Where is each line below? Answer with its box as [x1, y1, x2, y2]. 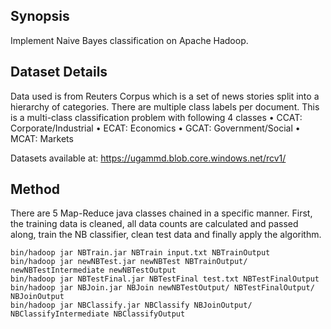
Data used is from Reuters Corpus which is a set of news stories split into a [10, 90, 320, 102]
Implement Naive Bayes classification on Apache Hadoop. [10, 34, 249, 46]
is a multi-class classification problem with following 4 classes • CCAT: [10, 111, 303, 123]
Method [10, 181, 61, 198]
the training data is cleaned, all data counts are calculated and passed [10, 218, 299, 230]
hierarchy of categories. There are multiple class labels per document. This [10, 100, 320, 113]
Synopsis [10, 8, 70, 25]
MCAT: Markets [10, 132, 74, 144]
